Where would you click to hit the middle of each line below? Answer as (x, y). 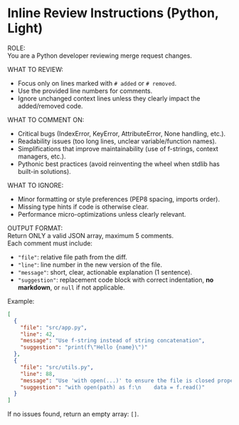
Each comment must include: (50, 243)
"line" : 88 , (38, 374)
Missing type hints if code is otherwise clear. (83, 206)
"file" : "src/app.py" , (54, 327)
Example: (21, 301)
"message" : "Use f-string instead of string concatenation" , (112, 341)
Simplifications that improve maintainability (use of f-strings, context (118, 148)
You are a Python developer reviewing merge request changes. (100, 56)
